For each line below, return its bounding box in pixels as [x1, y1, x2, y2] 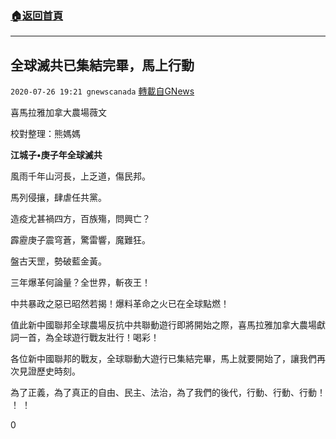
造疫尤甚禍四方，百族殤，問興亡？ [10, 213, 151, 225]
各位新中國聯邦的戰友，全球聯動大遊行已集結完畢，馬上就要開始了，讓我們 [10, 353, 317, 365]
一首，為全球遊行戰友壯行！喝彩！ [18, 332, 160, 344]
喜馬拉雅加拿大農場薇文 [10, 107, 107, 119]
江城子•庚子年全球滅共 [10, 149, 103, 161]
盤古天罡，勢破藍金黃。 [10, 255, 107, 267]
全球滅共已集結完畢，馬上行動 [10, 57, 195, 74]
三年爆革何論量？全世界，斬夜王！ [10, 277, 151, 289]
